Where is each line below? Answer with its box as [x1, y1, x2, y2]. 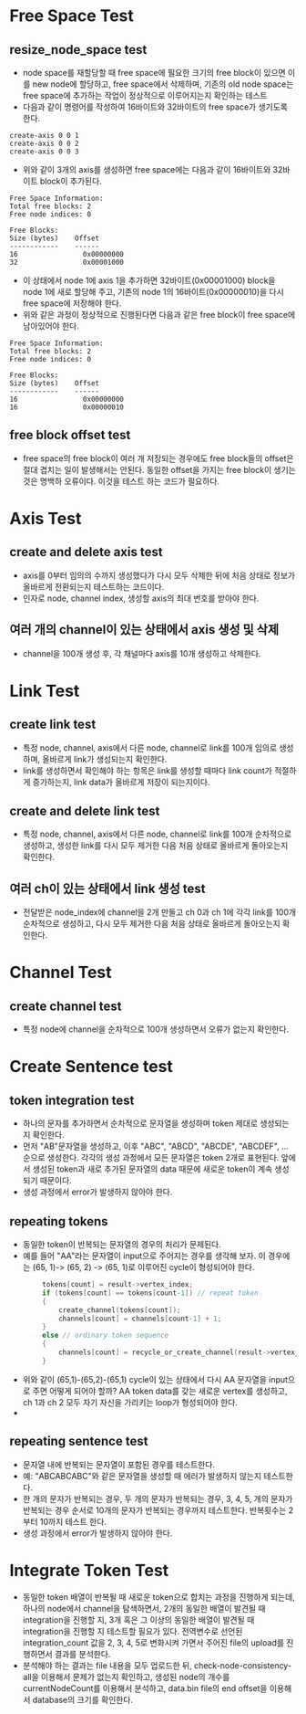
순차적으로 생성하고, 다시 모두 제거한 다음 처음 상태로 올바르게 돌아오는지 [22, 919, 280, 930]
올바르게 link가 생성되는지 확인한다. [42, 753, 168, 764]
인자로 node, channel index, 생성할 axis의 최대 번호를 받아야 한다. [22, 593, 260, 604]
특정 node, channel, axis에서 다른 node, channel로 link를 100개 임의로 [22, 741, 278, 753]
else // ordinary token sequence [42, 1330, 169, 1341]
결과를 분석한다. [54, 1648, 111, 1659]
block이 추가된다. [39, 175, 102, 186]
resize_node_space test [9, 42, 148, 58]
